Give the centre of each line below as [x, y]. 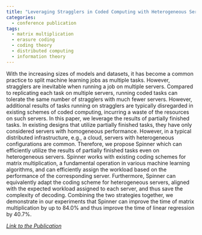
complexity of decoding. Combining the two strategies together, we [90, 195]
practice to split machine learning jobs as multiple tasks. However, [88, 80]
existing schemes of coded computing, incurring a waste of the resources [98, 112]
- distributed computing [43, 51]
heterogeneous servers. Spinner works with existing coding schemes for [96, 156]
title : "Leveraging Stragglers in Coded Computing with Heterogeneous [96, 12]
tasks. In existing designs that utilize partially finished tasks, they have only [99, 124]
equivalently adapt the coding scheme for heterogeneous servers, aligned [98, 182]
